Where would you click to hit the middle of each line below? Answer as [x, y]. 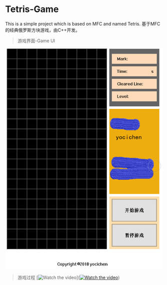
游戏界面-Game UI [36, 41]
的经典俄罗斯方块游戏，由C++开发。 [42, 30]
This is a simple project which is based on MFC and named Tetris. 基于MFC [83, 24]
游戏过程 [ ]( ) [68, 277]
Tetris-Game [32, 9]
